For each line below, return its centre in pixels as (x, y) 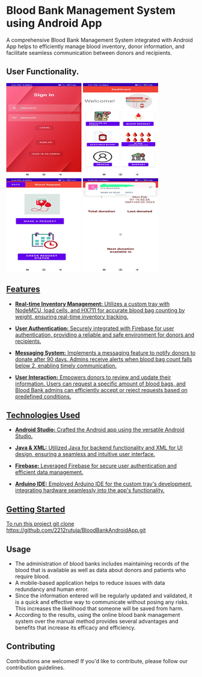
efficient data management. (49, 472)
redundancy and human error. (52, 589)
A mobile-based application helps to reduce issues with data (90, 583)
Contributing (31, 647)
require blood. (32, 576)
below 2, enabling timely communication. (66, 366)
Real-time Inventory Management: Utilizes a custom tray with (92, 304)
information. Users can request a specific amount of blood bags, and (100, 384)
